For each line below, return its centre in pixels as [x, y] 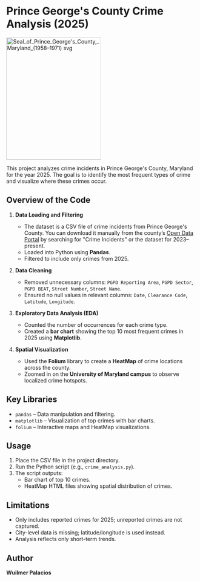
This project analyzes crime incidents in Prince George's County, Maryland [100, 168]
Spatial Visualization [42, 349]
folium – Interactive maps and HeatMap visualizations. [83, 427]
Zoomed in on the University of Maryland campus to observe [102, 374]
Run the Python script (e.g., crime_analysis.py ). [75, 467]
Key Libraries [32, 400]
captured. [27, 526]
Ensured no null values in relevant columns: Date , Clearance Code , [106, 295]
